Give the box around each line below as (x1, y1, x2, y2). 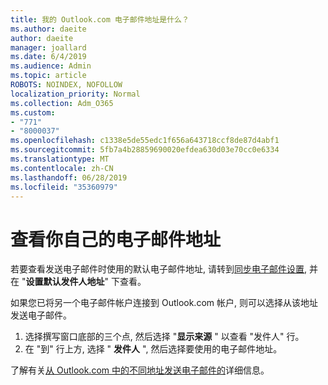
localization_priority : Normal (10, 89, 141, 99)
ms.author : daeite (10, 24, 87, 34)
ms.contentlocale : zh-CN (10, 163, 114, 173)
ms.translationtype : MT (10, 154, 110, 164)
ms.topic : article (10, 71, 87, 81)
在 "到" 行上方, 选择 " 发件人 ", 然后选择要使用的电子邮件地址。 (24, 343, 283, 355)
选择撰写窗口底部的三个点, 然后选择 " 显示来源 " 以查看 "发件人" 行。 (24, 331, 305, 343)
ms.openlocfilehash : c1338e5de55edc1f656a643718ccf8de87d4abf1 (10, 136, 280, 146)
